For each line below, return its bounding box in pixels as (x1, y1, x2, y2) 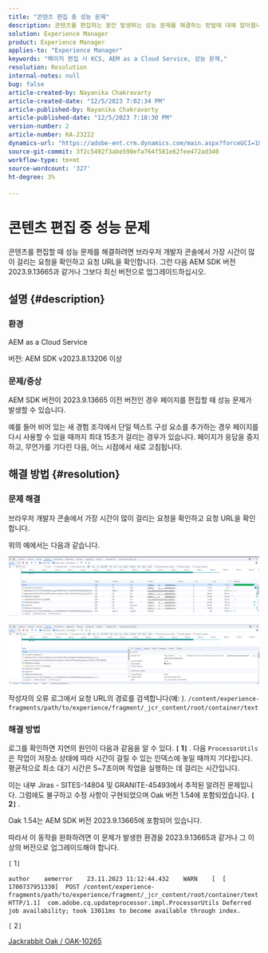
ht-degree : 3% (8, 172, 56, 181)
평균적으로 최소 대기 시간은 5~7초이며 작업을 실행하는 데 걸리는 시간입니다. (8, 763, 240, 773)
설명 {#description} (8, 292, 105, 306)
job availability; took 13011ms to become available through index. (8, 907, 241, 915)
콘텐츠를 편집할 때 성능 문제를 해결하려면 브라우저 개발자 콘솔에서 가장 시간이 (8, 247, 247, 257)
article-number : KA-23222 (8, 131, 94, 139)
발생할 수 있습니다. (8, 405, 66, 415)
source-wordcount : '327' (8, 164, 91, 172)
